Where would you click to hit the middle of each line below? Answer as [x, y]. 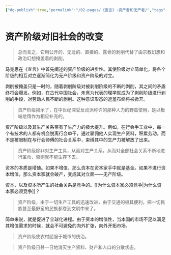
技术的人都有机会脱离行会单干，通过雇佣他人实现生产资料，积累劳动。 [88, 133]
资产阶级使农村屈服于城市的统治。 [53, 236]
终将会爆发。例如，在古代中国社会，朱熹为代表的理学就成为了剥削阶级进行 [83, 93]
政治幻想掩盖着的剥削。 [42, 58]
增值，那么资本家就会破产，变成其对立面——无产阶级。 [67, 174]
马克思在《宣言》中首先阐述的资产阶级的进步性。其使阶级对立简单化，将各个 [85, 69]
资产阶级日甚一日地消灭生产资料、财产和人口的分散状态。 [78, 247]
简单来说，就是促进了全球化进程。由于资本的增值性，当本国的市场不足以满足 [85, 219]
